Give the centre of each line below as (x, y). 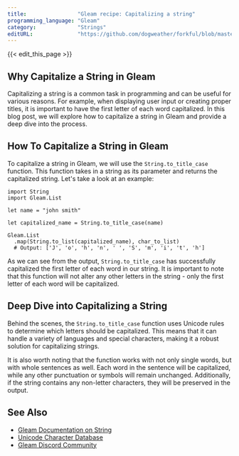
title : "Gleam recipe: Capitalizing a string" (101, 14)
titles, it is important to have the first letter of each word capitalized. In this (116, 109)
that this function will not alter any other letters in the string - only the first (116, 276)
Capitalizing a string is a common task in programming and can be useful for (119, 94)
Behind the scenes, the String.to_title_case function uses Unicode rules (116, 323)
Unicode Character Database (60, 437)
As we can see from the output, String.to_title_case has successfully (111, 261)
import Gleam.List (34, 198)
